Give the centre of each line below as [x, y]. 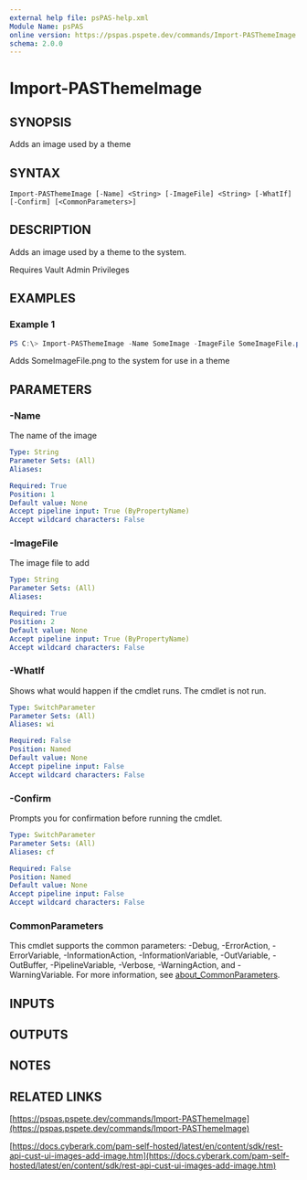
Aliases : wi [32, 724]
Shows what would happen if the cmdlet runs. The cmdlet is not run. [138, 690]
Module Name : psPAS [47, 27]
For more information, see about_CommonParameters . [178, 975]
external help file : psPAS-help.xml [79, 18]
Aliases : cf [32, 852]
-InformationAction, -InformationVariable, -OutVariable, [167, 955]
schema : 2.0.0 [37, 43]
